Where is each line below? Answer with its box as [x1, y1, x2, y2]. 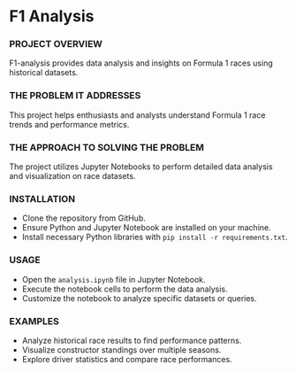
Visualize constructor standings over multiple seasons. [21, 344, 222, 355]
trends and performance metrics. [9, 119, 130, 129]
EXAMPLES [9, 315, 59, 327]
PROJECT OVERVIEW [9, 38, 103, 51]
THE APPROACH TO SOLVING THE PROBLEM [9, 141, 205, 153]
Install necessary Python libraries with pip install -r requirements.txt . [21, 232, 288, 243]
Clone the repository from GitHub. [21, 213, 146, 223]
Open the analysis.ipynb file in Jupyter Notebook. [21, 274, 206, 284]
